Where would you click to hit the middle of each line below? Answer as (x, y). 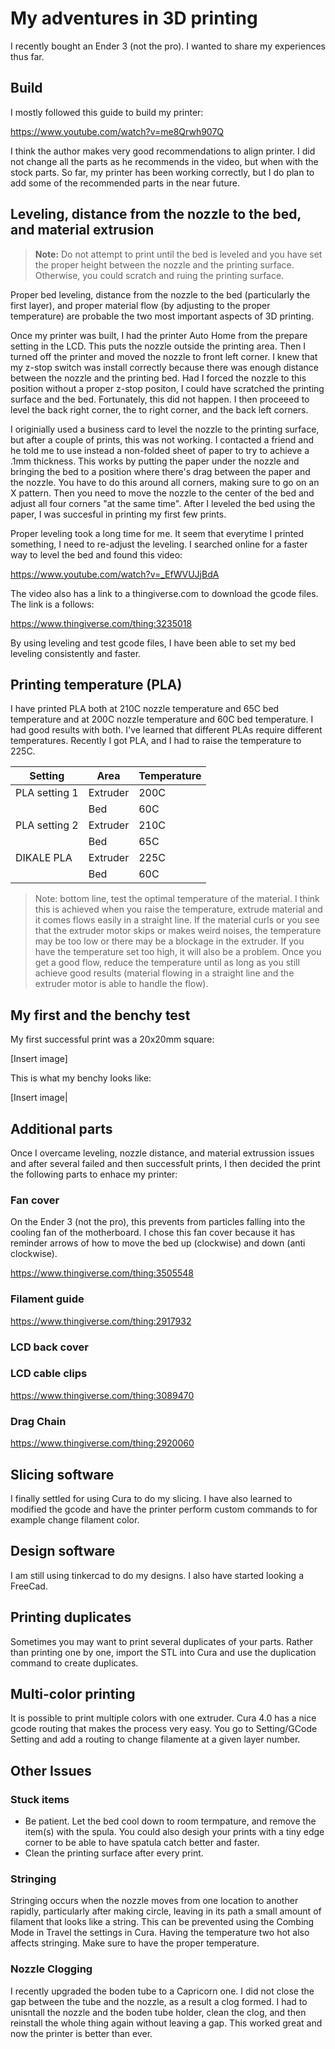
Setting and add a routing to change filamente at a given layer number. (155, 1739)
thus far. (27, 56)
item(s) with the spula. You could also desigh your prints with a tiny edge (174, 1832)
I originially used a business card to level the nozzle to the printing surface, (165, 429)
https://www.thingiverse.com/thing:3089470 (102, 1395)
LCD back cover (49, 1347)
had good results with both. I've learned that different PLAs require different (166, 730)
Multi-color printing (73, 1693)
